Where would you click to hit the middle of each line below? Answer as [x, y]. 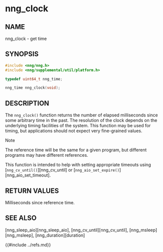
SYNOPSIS [22, 54]
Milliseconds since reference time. [40, 202]
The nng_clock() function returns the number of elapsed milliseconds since [81, 115]
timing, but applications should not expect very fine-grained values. [74, 131]
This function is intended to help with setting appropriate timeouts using [78, 165]
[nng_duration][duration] [60, 235]
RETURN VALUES [32, 191]
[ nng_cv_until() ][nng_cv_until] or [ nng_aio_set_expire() [62, 170]
